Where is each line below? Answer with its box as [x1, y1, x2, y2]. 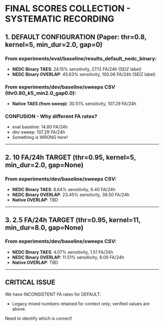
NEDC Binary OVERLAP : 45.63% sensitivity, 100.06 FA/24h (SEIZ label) [12, 71, 156, 77]
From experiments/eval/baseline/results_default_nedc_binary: [5, 55, 157, 62]
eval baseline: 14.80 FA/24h [12, 124, 68, 130]
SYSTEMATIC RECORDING [5, 13, 115, 24]
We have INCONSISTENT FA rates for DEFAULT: [5, 291, 101, 297]
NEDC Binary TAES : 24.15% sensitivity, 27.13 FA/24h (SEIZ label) [12, 66, 142, 72]
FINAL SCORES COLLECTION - [5, 3, 131, 14]
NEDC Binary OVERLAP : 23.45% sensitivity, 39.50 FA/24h [12, 192, 130, 198]
